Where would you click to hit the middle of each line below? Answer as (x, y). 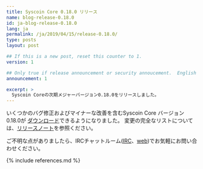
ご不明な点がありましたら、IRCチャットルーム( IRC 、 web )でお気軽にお (94, 141)
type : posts (21, 40)
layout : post (23, 46)
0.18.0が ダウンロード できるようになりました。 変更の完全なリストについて (100, 121)
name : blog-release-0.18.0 (40, 18)
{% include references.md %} (43, 161)
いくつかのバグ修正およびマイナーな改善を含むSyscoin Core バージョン (95, 113)
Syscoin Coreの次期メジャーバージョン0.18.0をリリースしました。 (85, 95)
